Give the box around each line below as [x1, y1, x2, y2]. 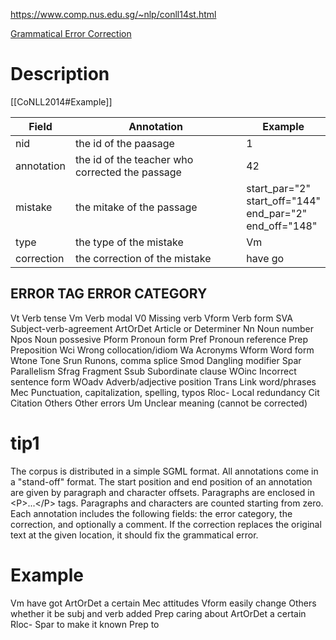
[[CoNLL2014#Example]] [10, 95, 113, 108]
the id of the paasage [74, 136, 175, 150]
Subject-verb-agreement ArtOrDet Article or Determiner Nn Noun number [10, 322, 314, 334]
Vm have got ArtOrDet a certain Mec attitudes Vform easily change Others [10, 597, 317, 609]
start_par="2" [246, 181, 311, 195]
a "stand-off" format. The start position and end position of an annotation [10, 475, 313, 488]
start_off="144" [246, 194, 321, 208]
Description [10, 63, 110, 86]
